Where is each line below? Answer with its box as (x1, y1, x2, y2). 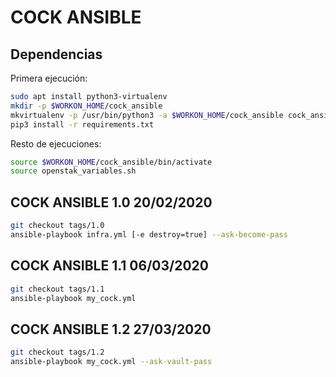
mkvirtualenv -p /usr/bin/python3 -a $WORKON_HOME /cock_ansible (10, 110, 284, 120)
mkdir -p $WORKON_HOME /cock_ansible (10, 101, 163, 111)
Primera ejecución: (10, 72, 88, 84)
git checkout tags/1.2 (10, 347, 105, 358)
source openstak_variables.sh (10, 166, 137, 176)
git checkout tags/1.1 (10, 284, 105, 294)
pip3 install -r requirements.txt (10, 119, 155, 130)
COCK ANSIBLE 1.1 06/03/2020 (10, 257, 209, 275)
